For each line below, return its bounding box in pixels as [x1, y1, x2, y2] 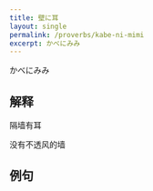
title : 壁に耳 [9, 13, 59, 23]
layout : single [9, 22, 67, 31]
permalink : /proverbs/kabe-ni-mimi [9, 30, 145, 39]
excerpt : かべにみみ [9, 38, 80, 48]
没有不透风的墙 [9, 139, 66, 150]
